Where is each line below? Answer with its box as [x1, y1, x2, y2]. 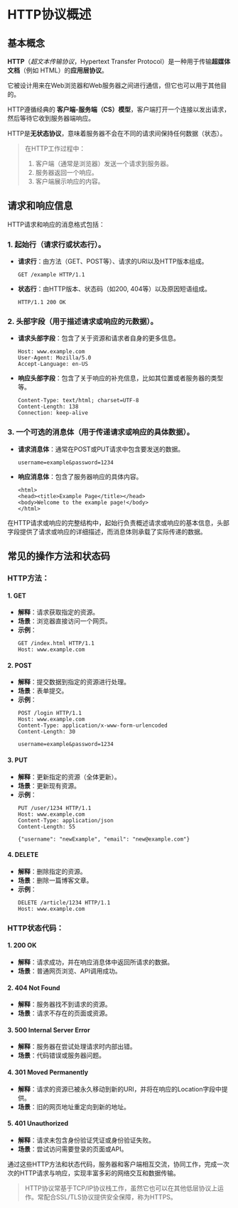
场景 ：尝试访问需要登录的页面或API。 [17, 1145, 128, 1153]
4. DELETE [7, 851, 39, 859]
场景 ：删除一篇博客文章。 [17, 875, 93, 885]
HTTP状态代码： [7, 923, 64, 933]
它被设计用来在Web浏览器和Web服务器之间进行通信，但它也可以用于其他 [7, 81, 221, 90]
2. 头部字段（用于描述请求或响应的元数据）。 [7, 317, 158, 327]
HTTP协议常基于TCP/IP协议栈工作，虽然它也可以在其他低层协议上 [24, 1184, 218, 1192]
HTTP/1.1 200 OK [17, 299, 66, 306]
